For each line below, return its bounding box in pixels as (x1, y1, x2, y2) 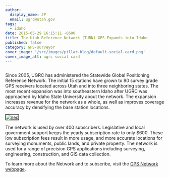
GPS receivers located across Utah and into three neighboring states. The (5, 83, 159, 89)
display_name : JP (10, 12, 46, 17)
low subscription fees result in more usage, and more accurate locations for (5, 135, 162, 141)
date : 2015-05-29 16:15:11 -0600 (5, 31, 76, 36)
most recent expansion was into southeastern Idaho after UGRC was (5, 88, 148, 95)
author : (5, 7, 22, 13)
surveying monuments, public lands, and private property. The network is (5, 140, 158, 146)
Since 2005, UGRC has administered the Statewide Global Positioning (5, 72, 150, 78)
